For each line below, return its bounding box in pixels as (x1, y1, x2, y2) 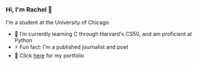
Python (14, 37, 32, 44)
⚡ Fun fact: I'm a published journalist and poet (14, 44, 129, 51)
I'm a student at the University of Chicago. (5, 19, 111, 26)
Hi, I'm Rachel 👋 (5, 5, 52, 14)
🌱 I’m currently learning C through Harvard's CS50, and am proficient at (14, 30, 192, 38)
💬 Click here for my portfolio (14, 52, 85, 59)
